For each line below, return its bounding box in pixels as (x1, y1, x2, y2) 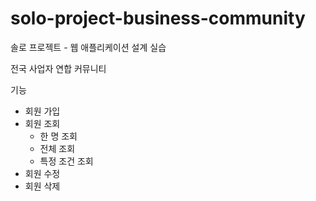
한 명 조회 (39, 130, 78, 142)
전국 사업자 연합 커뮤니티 (10, 62, 107, 74)
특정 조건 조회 (39, 155, 94, 167)
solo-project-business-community (10, 7, 306, 30)
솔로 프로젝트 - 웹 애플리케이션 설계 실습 (10, 41, 167, 53)
